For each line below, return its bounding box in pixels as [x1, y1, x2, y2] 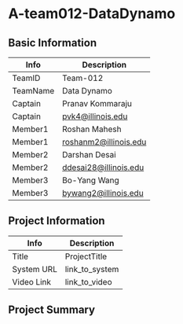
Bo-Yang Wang [61, 175, 119, 186]
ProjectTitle [64, 251, 108, 262]
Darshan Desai [61, 149, 116, 160]
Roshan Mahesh [61, 123, 122, 134]
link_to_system [64, 263, 119, 274]
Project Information [8, 214, 105, 228]
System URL [12, 263, 57, 274]
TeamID [12, 72, 41, 83]
